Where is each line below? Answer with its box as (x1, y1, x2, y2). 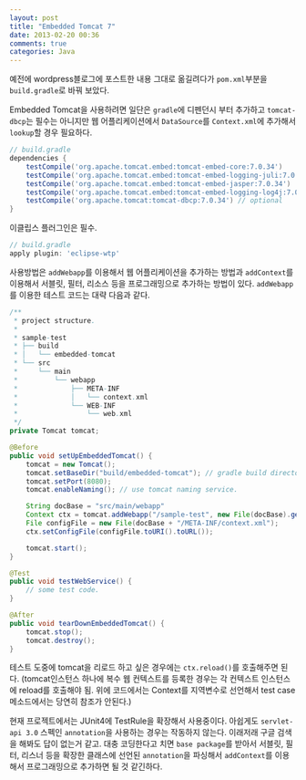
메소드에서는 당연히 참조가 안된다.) (9, 696, 132, 707)
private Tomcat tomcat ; (9, 426, 100, 436)
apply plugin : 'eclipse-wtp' (9, 249, 120, 258)
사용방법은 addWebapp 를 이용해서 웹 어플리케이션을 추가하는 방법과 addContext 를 (9, 266, 294, 277)
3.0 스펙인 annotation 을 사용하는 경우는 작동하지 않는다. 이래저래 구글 (25, 727, 276, 738)
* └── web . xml (13, 410, 132, 419)
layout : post (9, 13, 59, 23)
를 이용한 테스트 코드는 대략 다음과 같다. (9, 289, 150, 300)
